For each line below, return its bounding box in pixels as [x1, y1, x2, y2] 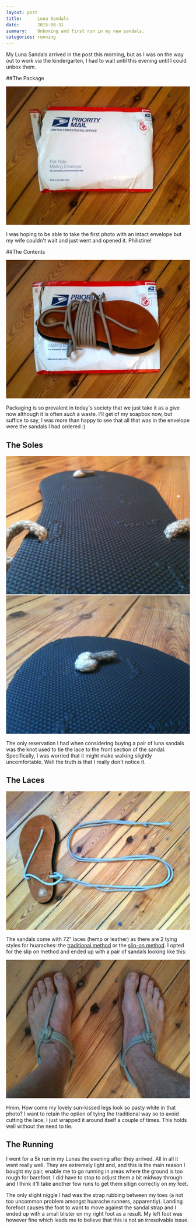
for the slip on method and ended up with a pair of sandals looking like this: [6, 948, 187, 955]
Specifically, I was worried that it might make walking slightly [6, 752, 152, 759]
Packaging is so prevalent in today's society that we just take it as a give [6, 404, 180, 411]
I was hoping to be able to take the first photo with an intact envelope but [6, 231, 182, 238]
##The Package [6, 75, 45, 82]
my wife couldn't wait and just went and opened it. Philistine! [6, 237, 152, 244]
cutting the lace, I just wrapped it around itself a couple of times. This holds [6, 1116, 187, 1123]
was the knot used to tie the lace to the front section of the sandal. [6, 746, 166, 753]
